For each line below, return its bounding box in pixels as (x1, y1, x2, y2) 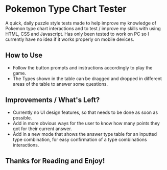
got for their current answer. (12, 126, 73, 132)
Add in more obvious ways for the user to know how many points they (12, 120, 160, 126)
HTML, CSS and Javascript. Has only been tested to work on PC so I (5, 31, 149, 37)
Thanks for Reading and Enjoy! (5, 156, 105, 165)
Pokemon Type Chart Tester (5, 3, 127, 15)
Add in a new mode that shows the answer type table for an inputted (12, 131, 157, 137)
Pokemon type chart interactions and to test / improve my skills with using (5, 25, 161, 31)
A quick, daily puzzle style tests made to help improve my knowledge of (5, 20, 157, 26)
